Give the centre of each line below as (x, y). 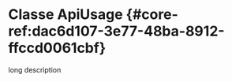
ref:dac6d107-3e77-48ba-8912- (116, 31)
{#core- (152, 15)
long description (35, 69)
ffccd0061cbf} (57, 48)
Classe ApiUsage (66, 15)
